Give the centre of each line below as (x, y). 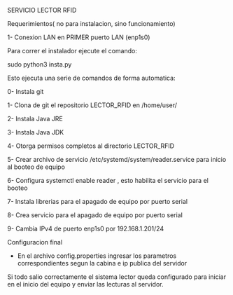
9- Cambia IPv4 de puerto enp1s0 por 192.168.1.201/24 (86, 228)
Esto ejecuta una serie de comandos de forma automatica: (92, 78)
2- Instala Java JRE (35, 119)
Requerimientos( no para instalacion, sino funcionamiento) (92, 23)
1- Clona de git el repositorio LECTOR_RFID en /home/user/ (92, 105)
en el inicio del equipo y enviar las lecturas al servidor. (85, 284)
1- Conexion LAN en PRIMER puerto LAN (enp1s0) (79, 37)
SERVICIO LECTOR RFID (42, 10)
